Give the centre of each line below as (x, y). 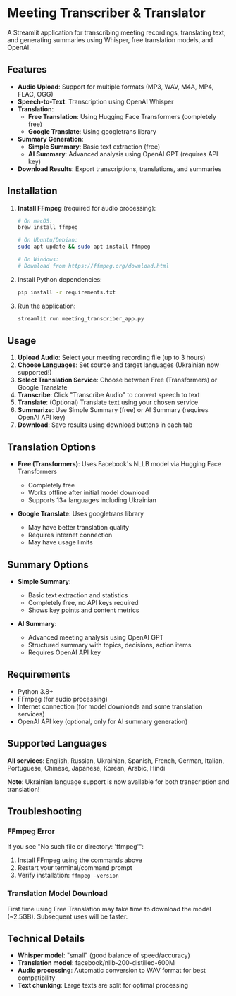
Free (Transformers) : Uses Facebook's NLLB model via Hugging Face (119, 464)
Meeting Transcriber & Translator (106, 13)
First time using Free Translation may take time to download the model (109, 909)
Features (27, 69)
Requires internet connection (70, 535)
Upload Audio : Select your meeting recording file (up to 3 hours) (111, 358)
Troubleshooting (45, 811)
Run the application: (46, 306)
